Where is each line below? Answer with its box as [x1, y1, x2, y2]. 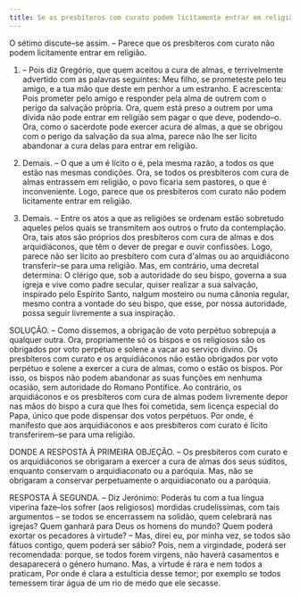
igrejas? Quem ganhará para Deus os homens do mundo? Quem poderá [9, 520, 274, 531]
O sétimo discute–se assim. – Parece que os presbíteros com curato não [9, 37, 275, 48]
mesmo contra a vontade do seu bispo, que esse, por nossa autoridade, [21, 298, 287, 309]
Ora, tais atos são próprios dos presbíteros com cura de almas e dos [21, 231, 275, 242]
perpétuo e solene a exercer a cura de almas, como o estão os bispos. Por [9, 362, 283, 373]
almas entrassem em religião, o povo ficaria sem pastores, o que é [21, 176, 268, 187]
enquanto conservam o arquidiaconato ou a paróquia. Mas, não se [9, 465, 254, 476]
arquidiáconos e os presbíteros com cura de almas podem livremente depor [9, 391, 288, 402]
